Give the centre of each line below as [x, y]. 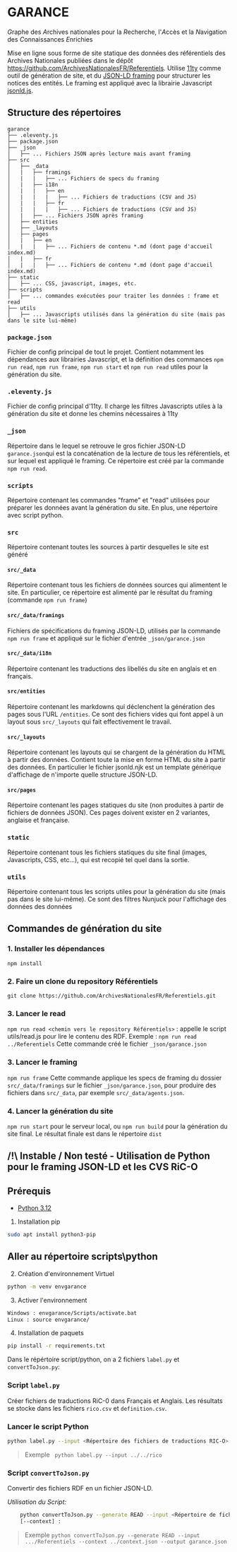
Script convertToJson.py [48, 1473]
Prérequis [29, 1191]
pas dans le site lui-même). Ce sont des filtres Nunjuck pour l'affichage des [117, 899]
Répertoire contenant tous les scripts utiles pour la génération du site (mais [116, 892]
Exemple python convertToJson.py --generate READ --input [112, 1535]
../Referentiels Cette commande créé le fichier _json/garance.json [107, 1044]
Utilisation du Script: [37, 1502]
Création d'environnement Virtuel [66, 1273]
